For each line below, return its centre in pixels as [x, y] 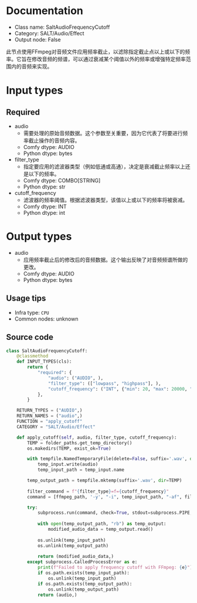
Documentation [45, 11]
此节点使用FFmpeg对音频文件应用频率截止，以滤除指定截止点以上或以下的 [96, 52]
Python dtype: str [44, 187]
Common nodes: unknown [46, 319]
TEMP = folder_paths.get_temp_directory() [80, 443]
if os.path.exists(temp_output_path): [85, 584]
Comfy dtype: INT [45, 206]
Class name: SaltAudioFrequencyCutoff [62, 27]
